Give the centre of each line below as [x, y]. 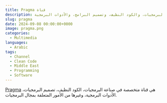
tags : [11, 52]
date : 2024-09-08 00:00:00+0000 [39, 24]
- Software [21, 75]
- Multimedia [23, 38]
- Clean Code [23, 61]
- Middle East [24, 66]
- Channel [20, 57]
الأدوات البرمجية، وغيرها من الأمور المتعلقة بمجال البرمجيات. [61, 95]
